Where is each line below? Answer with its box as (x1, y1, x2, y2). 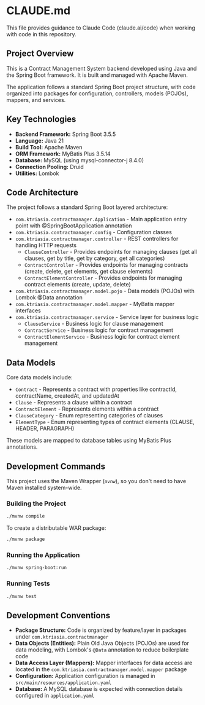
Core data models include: (6, 374, 73, 381)
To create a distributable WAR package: (6, 524, 106, 532)
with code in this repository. (6, 30, 76, 37)
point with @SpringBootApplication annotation (15, 222, 132, 229)
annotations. (6, 443, 38, 451)
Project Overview (6, 49, 74, 59)
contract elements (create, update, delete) (24, 281, 132, 288)
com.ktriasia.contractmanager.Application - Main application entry (15, 216, 187, 223)
